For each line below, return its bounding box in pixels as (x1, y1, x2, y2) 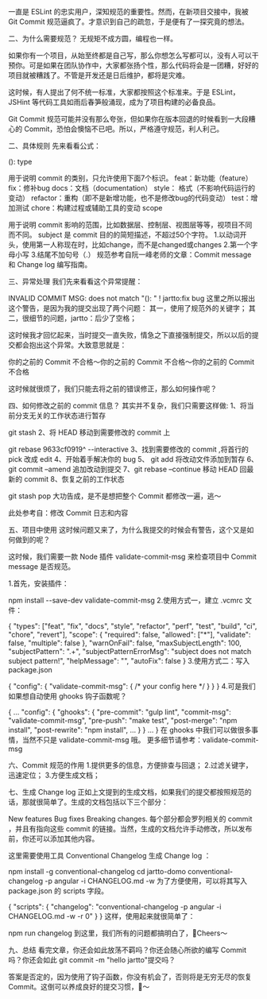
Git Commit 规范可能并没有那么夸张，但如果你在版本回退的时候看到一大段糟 (8, 114, 256, 123)
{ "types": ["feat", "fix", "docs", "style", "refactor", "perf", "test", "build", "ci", (8, 621, 257, 630)
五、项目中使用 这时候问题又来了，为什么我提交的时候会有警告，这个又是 (8, 525, 247, 534)
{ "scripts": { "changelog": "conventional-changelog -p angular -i (8, 902, 222, 912)
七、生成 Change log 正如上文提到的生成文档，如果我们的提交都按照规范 (8, 788, 245, 796)
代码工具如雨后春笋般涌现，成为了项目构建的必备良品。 (38, 98, 220, 106)
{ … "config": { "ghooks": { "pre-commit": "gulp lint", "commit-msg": (8, 707, 232, 717)
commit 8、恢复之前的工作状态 (23, 474, 125, 483)
